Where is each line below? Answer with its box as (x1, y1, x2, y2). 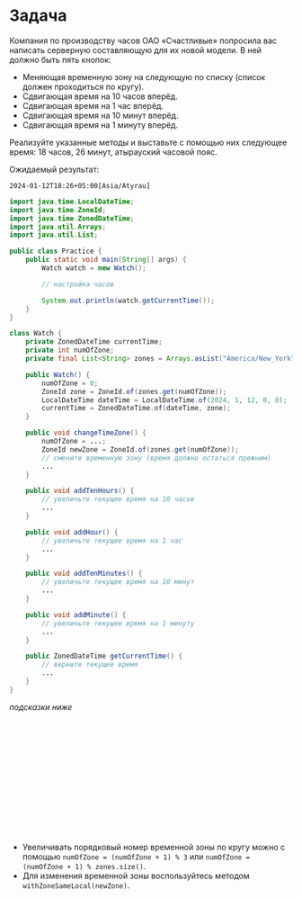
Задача (9, 5, 67, 26)
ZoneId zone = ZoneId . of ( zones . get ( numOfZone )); (41, 387, 227, 396)
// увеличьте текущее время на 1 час (41, 536, 182, 545)
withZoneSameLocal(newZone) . (22, 879, 130, 891)
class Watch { (9, 329, 63, 338)
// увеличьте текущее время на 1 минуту (41, 618, 195, 628)
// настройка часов (41, 280, 115, 289)
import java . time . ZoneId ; (9, 205, 106, 214)
